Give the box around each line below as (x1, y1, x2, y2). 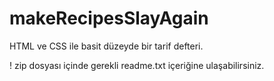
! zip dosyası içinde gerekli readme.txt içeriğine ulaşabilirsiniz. (9, 59, 265, 71)
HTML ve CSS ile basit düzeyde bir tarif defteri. (9, 40, 204, 52)
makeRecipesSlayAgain (9, 7, 209, 30)
